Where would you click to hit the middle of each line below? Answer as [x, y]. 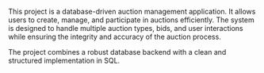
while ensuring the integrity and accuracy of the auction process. [115, 36]
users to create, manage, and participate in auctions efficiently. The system [132, 20]
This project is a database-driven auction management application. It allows [132, 12]
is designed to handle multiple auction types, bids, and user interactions [126, 28]
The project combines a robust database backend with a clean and [117, 52]
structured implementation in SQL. [64, 60]
